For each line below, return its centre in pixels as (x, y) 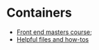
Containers (39, 13)
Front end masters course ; (54, 32)
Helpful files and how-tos (53, 39)
